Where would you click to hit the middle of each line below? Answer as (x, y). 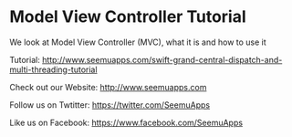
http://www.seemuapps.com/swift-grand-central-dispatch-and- (162, 59)
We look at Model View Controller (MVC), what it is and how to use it (138, 42)
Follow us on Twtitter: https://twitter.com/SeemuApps (110, 105)
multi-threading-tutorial (53, 69)
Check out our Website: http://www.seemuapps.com (108, 87)
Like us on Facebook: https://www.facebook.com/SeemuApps (126, 122)
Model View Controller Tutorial (128, 17)
